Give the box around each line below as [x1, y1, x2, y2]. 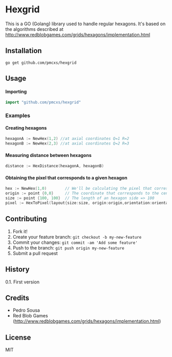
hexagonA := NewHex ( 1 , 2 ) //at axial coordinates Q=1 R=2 [5, 136, 130, 141]
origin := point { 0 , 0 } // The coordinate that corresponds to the [5, 191, 159, 196]
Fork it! [12, 228, 28, 235]
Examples [5, 112, 31, 119]
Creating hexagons [5, 124, 47, 131]
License [5, 333, 31, 342]
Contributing [5, 215, 47, 223]
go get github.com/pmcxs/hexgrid [5, 60, 77, 65]
